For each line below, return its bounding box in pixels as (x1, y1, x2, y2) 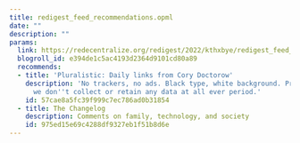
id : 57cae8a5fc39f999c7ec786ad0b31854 (25, 95, 170, 105)
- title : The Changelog (17, 104, 105, 113)
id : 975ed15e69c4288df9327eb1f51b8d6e (25, 121, 170, 130)
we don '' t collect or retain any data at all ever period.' (32, 87, 262, 96)
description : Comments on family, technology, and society (25, 112, 250, 121)
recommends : (17, 63, 62, 72)
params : (9, 37, 38, 47)
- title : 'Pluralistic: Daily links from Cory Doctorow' (17, 71, 234, 80)
